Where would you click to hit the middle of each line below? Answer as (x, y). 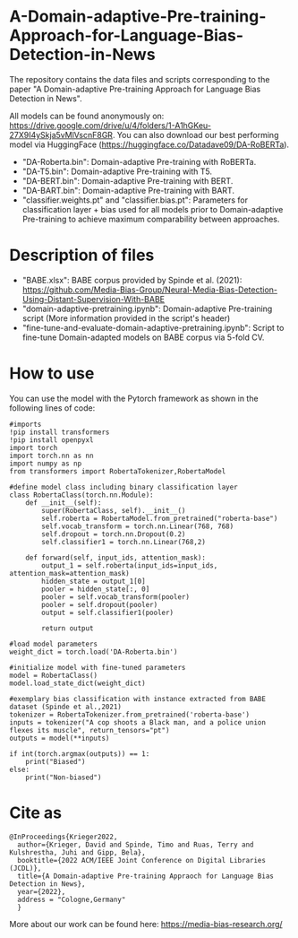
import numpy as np (46, 464)
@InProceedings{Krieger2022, (64, 837)
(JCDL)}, (26, 868)
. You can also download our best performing (196, 135)
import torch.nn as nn (51, 456)
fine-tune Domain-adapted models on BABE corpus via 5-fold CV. (143, 337)
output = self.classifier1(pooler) (108, 612)
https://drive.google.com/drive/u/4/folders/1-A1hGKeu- (111, 125)
